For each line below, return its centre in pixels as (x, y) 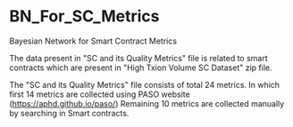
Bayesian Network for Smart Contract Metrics (93, 41)
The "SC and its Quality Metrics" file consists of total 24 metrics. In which (144, 84)
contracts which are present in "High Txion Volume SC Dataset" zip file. (141, 67)
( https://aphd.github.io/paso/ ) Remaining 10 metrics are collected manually (147, 103)
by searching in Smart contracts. (69, 113)
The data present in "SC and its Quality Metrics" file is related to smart (138, 58)
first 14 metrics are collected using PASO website (100, 94)
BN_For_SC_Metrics (84, 16)
